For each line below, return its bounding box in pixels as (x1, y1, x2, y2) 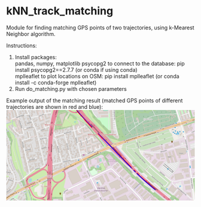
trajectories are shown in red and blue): (6, 103, 103, 110)
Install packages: (14, 53, 57, 60)
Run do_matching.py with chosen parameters (14, 85, 127, 92)
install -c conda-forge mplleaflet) (14, 79, 97, 86)
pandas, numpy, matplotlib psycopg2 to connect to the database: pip (14, 60, 185, 67)
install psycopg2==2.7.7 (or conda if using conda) (14, 66, 138, 73)
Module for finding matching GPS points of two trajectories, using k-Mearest (6, 24, 194, 31)
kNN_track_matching (6, 4, 114, 18)
